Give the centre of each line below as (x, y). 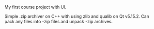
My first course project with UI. (35, 7)
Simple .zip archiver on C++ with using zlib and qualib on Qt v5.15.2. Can (77, 16)
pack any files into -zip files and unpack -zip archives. (59, 22)
